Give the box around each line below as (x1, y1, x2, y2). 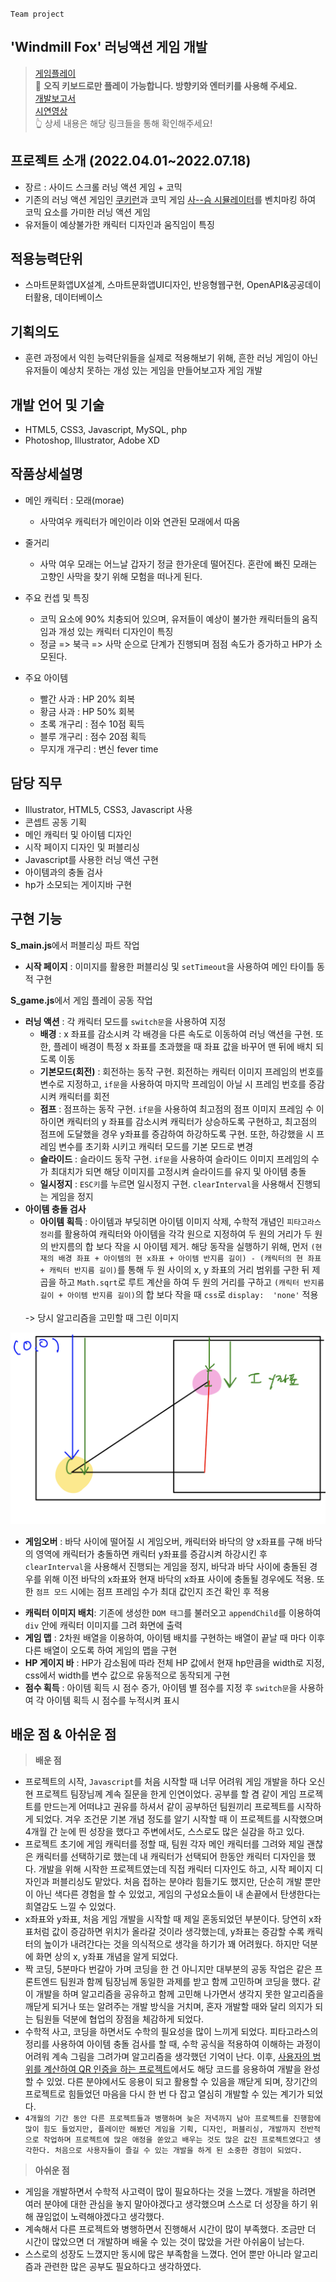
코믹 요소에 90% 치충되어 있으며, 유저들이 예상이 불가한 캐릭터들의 (39, 613, 300, 625)
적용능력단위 (10, 251, 83, 268)
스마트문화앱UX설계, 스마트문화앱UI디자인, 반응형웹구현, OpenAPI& (24, 279, 290, 291)
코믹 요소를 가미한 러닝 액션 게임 (24, 206, 151, 218)
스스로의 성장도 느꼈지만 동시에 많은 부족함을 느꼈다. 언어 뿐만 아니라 (24, 2248, 292, 2260)
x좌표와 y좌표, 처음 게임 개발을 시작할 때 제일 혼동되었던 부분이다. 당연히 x (24, 1913, 314, 1925)
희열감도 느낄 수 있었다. (24, 1901, 117, 1913)
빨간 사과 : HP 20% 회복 (39, 693, 136, 705)
